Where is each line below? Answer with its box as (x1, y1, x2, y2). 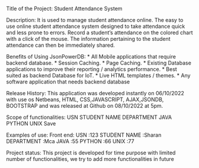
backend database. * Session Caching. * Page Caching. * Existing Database (6, 59, 191, 66)
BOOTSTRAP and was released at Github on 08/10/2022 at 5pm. (6, 102, 163, 109)
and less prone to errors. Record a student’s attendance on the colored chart (6, 29, 193, 36)
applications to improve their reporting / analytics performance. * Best (6, 66, 178, 73)
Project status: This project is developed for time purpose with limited (6, 149, 176, 156)
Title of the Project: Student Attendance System (6, 5, 123, 12)
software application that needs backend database (6, 78, 130, 85)
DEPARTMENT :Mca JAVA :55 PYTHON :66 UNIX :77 (6, 138, 134, 144)
